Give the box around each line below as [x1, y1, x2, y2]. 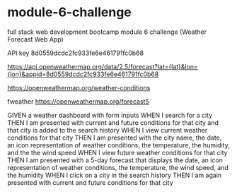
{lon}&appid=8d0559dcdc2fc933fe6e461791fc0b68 [7, 70, 159, 78]
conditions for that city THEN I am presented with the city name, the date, [7, 133, 222, 142]
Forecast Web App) [7, 35, 64, 43]
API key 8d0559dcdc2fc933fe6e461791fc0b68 [7, 49, 144, 57]
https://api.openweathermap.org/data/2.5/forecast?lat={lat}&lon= [7, 62, 198, 71]
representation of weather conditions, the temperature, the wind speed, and [7, 163, 229, 171]
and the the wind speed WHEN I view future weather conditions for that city [7, 148, 228, 157]
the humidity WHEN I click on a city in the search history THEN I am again [7, 171, 222, 179]
